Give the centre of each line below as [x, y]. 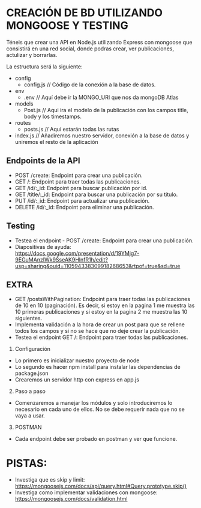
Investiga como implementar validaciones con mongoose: [86, 492]
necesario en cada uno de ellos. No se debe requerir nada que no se [100, 409]
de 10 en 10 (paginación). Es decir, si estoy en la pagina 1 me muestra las [105, 305]
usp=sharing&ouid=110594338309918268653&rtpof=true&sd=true [97, 266]
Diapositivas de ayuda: [43, 247]
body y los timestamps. [53, 116]
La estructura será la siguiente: [44, 67]
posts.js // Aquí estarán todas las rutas [71, 129]
